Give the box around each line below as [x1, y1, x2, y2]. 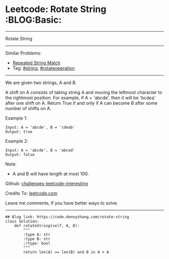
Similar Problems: [5, 50, 42, 56]
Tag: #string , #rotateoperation [12, 65, 75, 71]
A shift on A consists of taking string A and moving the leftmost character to [5, 89, 162, 95]
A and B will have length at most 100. [12, 170, 89, 177]
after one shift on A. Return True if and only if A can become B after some [5, 100, 157, 106]
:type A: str [23, 232, 51, 237]
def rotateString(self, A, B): [14, 223, 80, 228]
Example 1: [5, 115, 28, 121]
